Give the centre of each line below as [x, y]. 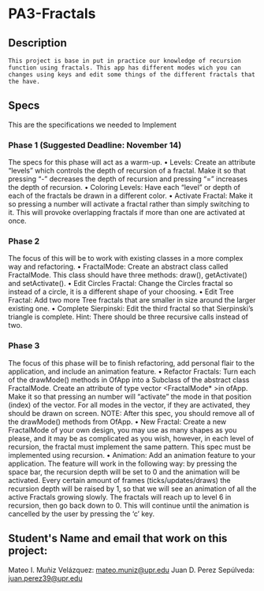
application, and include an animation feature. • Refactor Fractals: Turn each [132, 371]
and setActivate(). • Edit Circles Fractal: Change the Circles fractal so [121, 284]
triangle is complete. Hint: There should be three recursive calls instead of [128, 317]
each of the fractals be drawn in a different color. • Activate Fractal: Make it [131, 196]
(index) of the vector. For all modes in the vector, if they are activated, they [129, 405]
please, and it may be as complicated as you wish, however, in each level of [131, 438]
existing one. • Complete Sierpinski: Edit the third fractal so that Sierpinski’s [131, 309]
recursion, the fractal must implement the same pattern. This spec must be [130, 447]
